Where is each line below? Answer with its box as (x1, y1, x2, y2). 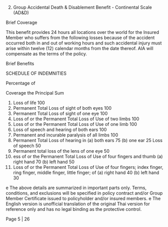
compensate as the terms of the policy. (6, 51, 88, 57)
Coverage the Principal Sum (6, 90, 64, 96)
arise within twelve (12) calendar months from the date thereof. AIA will (6, 46, 154, 51)
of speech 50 (13, 143, 41, 149)
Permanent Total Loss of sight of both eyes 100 (13, 105, 112, 111)
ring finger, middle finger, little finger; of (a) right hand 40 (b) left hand (13, 169, 159, 175)
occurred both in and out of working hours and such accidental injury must (6, 40, 162, 46)
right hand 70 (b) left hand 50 (13, 159, 75, 165)
